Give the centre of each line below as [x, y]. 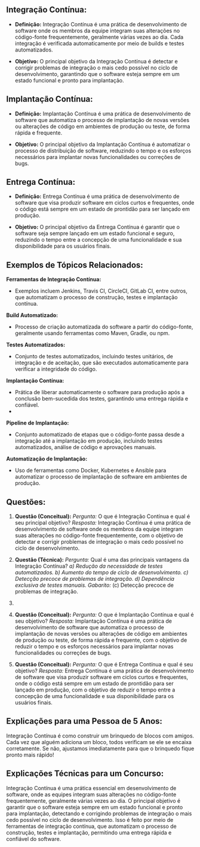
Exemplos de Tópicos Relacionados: [75, 265]
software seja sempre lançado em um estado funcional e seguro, [95, 233]
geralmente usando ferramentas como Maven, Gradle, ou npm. [92, 333]
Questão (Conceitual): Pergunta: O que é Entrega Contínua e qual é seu [104, 665]
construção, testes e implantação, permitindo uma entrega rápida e [89, 832]
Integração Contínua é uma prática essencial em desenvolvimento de [91, 788]
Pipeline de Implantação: [38, 423]
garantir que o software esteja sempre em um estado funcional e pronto [95, 807]
